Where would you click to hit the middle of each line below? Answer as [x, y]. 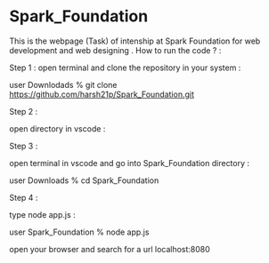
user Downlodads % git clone [63, 84]
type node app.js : [42, 214]
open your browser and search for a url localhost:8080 [110, 249]
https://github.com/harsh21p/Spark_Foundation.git [102, 94]
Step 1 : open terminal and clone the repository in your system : [125, 68]
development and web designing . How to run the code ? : [115, 50]
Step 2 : [24, 111]
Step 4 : [24, 197]
